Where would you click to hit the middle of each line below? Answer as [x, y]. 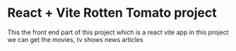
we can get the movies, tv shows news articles [75, 39]
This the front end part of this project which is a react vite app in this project [118, 32]
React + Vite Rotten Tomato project [112, 13]
